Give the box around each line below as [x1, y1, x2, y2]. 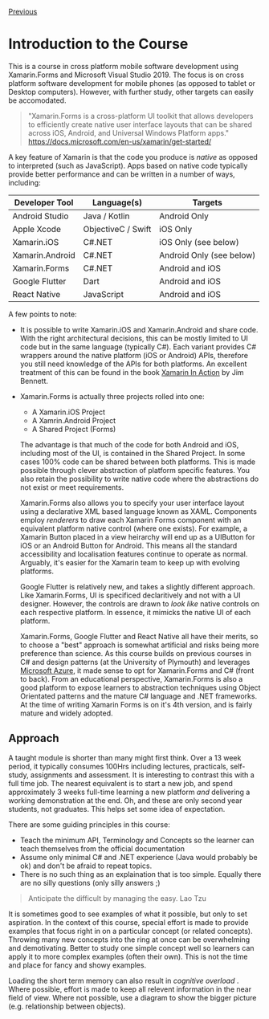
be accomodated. [8, 96, 67, 105]
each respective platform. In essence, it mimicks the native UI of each [19, 607, 251, 617]
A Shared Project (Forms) [31, 424, 116, 434]
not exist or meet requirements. [19, 482, 124, 492]
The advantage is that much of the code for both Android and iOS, [19, 439, 239, 449]
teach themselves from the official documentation [19, 843, 185, 854]
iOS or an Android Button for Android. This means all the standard [19, 540, 238, 550]
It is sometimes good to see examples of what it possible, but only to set [8, 909, 247, 919]
